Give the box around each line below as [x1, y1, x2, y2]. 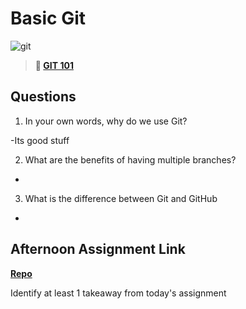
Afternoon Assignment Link [10, 241, 186, 258]
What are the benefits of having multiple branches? [24, 153, 237, 166]
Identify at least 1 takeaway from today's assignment [10, 287, 227, 299]
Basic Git [10, 7, 87, 30]
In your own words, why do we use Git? [24, 115, 188, 127]
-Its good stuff [10, 134, 70, 146]
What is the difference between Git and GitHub [24, 192, 218, 204]
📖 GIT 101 [34, 59, 74, 71]
